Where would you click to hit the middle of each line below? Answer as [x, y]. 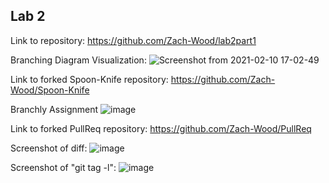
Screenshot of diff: [49, 148]
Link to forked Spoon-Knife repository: [89, 79]
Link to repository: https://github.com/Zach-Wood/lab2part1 [133, 40]
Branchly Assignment [54, 109]
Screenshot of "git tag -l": [63, 167]
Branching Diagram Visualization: [78, 60]
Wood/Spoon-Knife [50, 90]
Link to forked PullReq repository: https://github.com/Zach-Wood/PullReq [161, 128]
